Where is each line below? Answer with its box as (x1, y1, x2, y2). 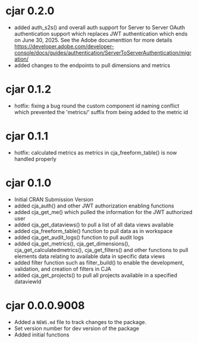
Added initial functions (14, 331, 70, 338)
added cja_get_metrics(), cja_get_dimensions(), (14, 240, 130, 247)
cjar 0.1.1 (5, 130, 49, 143)
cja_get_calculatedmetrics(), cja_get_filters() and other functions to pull (14, 246, 188, 253)
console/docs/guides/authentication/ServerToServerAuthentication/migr (14, 49, 191, 56)
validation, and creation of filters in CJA (14, 265, 111, 272)
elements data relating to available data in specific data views (14, 253, 165, 260)
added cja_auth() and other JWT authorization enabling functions (14, 202, 174, 209)
